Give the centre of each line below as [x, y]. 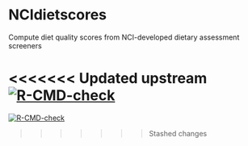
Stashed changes [178, 133]
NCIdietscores [58, 15]
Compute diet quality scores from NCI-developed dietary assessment [124, 37]
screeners [25, 45]
